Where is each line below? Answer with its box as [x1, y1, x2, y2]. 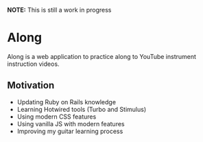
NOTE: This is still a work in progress [7, 6, 112, 14]
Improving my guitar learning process [16, 127, 123, 135]
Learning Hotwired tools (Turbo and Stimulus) [16, 105, 146, 113]
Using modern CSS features [16, 113, 97, 121]
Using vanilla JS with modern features [16, 119, 125, 128]
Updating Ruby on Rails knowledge [16, 97, 117, 106]
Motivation [7, 80, 55, 91]
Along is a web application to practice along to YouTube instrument [7, 52, 197, 60]
